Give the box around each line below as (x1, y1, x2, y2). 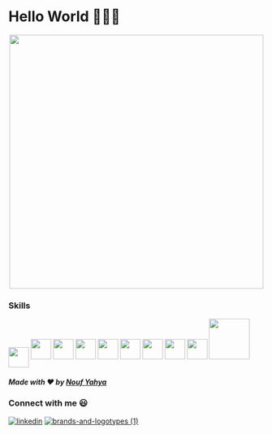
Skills (8, 300, 31, 311)
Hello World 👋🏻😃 (8, 7, 121, 26)
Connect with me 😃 (8, 397, 88, 409)
